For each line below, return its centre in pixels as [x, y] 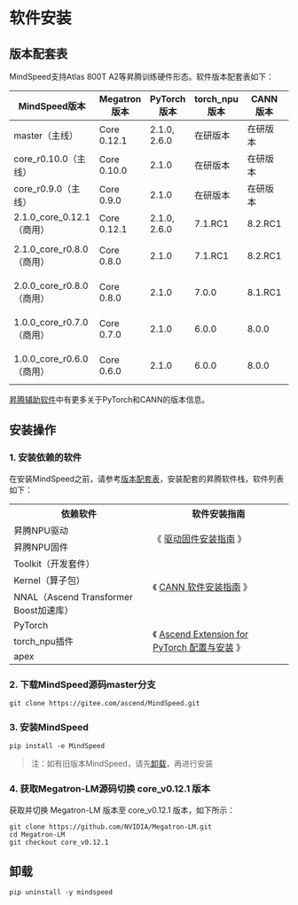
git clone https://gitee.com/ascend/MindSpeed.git [105, 703]
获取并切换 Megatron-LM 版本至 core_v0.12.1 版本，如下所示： [122, 810]
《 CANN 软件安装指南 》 [202, 587]
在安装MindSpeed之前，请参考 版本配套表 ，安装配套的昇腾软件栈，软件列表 [147, 479]
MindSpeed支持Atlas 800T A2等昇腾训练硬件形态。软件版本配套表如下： [142, 77]
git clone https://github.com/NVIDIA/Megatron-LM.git [111, 827]
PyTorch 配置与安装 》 [199, 647]
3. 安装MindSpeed [49, 727]
